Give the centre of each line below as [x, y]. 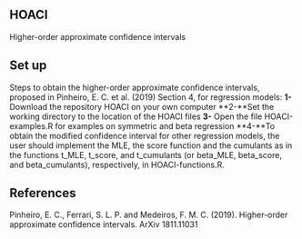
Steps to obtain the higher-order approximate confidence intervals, [135, 87]
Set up [28, 66]
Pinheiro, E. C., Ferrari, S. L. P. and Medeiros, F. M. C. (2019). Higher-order [149, 215]
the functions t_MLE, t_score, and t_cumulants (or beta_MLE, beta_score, [146, 154]
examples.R [31, 125]
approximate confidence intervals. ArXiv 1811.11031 [104, 224]
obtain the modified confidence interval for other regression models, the [145, 135]
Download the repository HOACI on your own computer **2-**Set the [142, 106]
